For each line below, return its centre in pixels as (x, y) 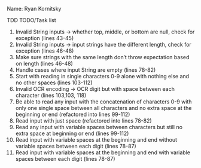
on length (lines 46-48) (44, 63)
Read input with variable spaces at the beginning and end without (96, 140)
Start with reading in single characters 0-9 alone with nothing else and (102, 76)
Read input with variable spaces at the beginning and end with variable (103, 152)
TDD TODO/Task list (31, 20)
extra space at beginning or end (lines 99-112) (72, 133)
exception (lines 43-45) (45, 38)
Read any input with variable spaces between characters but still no (99, 127)
